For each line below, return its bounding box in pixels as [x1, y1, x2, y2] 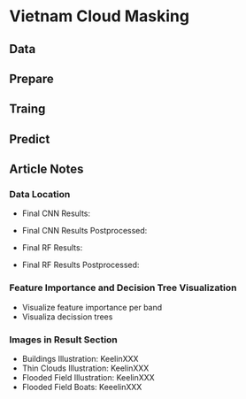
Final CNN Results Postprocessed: [21, 226, 148, 236]
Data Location [9, 188, 71, 201]
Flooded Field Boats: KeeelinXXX [21, 382, 142, 393]
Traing [9, 102, 46, 117]
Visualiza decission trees [21, 311, 113, 322]
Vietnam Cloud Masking [9, 6, 190, 27]
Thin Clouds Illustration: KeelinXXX [21, 363, 150, 373]
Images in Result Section [9, 334, 118, 346]
